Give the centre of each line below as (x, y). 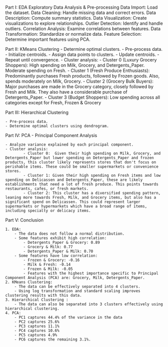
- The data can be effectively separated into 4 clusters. (77, 287)
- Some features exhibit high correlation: (61, 238)
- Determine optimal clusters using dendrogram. (57, 126)
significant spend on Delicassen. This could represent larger (73, 202)
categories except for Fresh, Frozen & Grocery (53, 102)
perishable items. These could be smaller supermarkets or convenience (82, 167)
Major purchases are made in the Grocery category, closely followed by (79, 87)
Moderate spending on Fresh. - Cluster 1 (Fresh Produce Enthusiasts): (77, 71)
